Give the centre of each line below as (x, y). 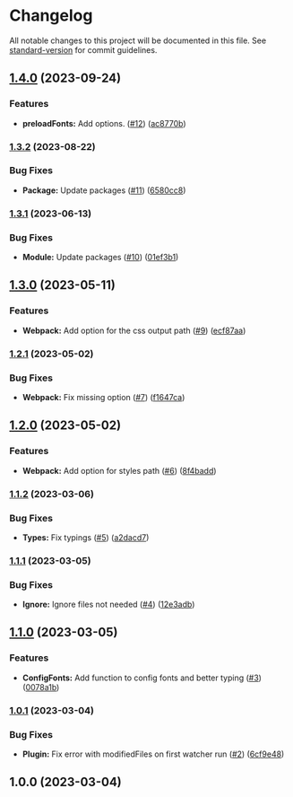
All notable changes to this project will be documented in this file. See (138, 40)
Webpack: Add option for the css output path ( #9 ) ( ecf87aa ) (134, 330)
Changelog (51, 16)
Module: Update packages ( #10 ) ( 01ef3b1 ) (100, 258)
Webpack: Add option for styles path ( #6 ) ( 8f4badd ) (119, 470)
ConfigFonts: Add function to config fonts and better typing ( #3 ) (142, 678)
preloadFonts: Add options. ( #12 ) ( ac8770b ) (104, 123)
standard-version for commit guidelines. (83, 49)
